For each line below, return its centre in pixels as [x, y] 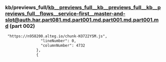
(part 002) [23, 26]
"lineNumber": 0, [58, 41]
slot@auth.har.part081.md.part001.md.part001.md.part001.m [82, 20]
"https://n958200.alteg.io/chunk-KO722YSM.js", [57, 36]
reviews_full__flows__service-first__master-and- [65, 13]
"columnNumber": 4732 [63, 46]
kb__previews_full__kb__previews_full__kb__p [104, 7]
